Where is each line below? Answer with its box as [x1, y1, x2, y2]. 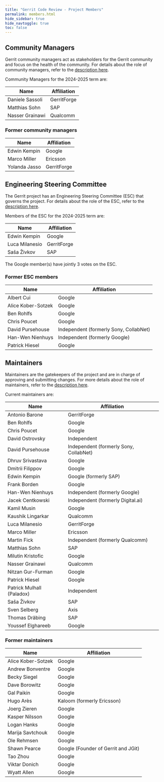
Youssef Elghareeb [7, 622, 51, 629]
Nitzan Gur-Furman [7, 568, 53, 575]
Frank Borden [7, 481, 39, 488]
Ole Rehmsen [7, 737, 38, 744]
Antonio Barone [7, 411, 43, 418]
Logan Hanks [7, 721, 38, 728]
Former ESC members [5, 273, 59, 280]
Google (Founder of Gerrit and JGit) [58, 745, 140, 752]
